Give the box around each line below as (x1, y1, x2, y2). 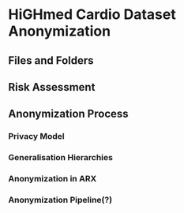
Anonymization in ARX (8, 174, 97, 185)
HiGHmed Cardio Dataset (8, 6, 176, 24)
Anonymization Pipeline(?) (8, 195, 113, 206)
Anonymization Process (8, 107, 129, 121)
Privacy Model (8, 131, 65, 142)
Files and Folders (8, 54, 94, 67)
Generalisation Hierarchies (8, 152, 113, 163)
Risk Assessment (8, 80, 96, 94)
